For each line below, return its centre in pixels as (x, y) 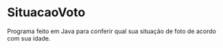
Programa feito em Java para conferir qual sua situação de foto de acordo (111, 31)
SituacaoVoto (46, 13)
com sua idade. (29, 38)
